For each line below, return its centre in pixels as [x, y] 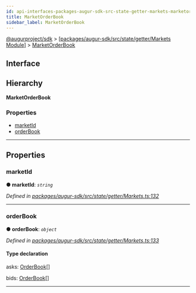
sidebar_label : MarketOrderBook [45, 22]
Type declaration [27, 254]
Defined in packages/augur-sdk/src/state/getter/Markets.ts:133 [83, 240]
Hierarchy [24, 83]
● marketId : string [29, 184]
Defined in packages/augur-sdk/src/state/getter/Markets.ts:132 [83, 196]
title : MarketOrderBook [35, 17]
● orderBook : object [32, 229]
